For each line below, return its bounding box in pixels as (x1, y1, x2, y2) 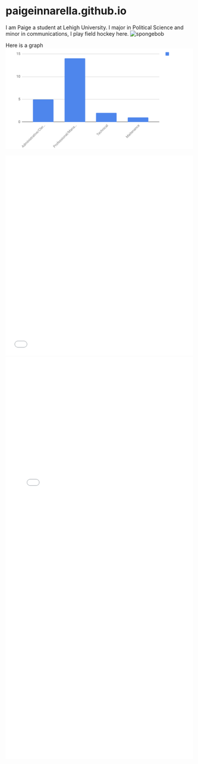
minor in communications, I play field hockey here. (5, 30, 129, 37)
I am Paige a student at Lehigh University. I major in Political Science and (5, 24, 184, 31)
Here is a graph (5, 42, 43, 49)
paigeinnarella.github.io (5, 4, 127, 18)
